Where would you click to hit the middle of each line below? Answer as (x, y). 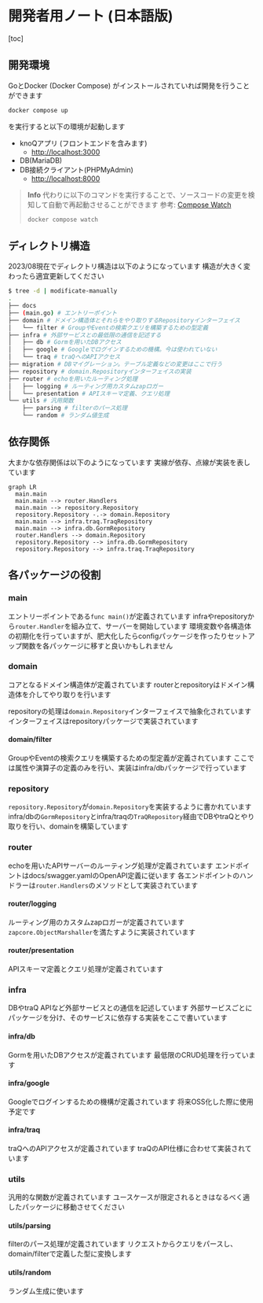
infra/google (29, 1083)
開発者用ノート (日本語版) (91, 16)
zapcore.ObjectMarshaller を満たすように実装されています (102, 932)
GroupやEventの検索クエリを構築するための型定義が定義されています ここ (128, 758)
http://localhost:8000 (66, 179)
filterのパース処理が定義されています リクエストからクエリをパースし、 (123, 1244)
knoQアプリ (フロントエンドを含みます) (83, 143)
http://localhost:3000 (66, 152)
